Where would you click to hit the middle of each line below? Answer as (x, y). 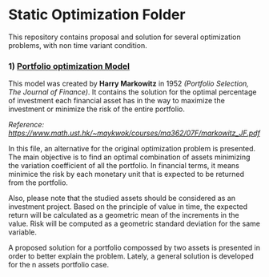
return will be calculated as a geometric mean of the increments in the (124, 215)
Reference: (26, 125)
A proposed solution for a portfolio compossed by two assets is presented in (134, 248)
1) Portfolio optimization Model (69, 66)
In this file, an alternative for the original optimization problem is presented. (132, 149)
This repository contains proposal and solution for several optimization (125, 37)
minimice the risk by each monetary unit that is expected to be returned (126, 175)
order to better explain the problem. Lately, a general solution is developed (131, 256)
